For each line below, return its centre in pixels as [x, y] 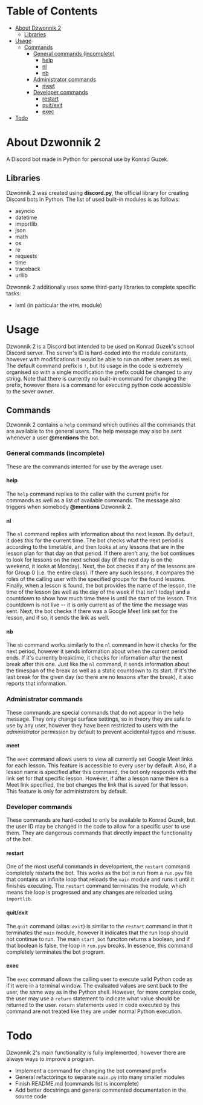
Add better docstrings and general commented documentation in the [100, 1090]
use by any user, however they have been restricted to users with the [92, 725]
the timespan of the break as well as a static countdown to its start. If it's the [101, 671]
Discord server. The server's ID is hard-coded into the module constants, [97, 353]
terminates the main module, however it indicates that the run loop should [97, 933]
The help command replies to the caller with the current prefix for [88, 494]
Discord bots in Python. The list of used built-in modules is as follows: [93, 199]
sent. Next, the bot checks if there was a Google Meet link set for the [92, 611]
